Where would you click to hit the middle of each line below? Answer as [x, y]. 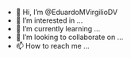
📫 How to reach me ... [52, 46]
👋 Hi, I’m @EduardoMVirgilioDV [66, 12]
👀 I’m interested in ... [49, 20]
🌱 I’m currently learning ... [58, 29]
